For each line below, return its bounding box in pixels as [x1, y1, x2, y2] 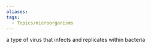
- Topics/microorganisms [11, 20, 74, 26]
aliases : [6, 8, 28, 15]
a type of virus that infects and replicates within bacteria [6, 36, 146, 44]
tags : [6, 14, 20, 20]
